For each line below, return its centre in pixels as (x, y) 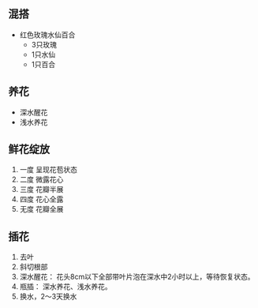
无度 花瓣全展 (41, 209)
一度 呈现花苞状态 (48, 170)
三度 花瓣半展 (41, 190)
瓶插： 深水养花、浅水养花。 (65, 287)
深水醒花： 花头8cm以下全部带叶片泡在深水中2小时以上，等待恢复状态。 (137, 277)
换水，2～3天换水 (48, 297)
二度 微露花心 (41, 179)
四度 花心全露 (41, 199)
